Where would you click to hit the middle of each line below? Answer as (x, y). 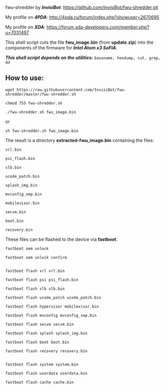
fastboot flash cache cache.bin (39, 382)
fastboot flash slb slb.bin (35, 289)
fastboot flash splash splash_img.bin (46, 333)
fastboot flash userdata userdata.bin (46, 373)
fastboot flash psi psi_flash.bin (42, 280)
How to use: (25, 78)
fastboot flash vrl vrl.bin (35, 271)
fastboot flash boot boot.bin (37, 342)
